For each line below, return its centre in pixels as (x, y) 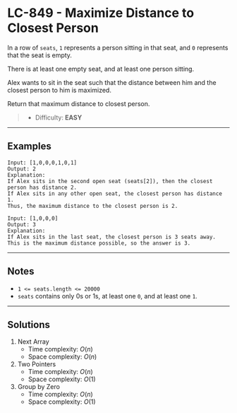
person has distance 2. (42, 187)
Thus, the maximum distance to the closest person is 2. (93, 206)
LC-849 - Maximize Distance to (101, 13)
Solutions (29, 324)
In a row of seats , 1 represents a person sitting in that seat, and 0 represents (118, 47)
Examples (29, 146)
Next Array (33, 342)
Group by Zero (38, 387)
